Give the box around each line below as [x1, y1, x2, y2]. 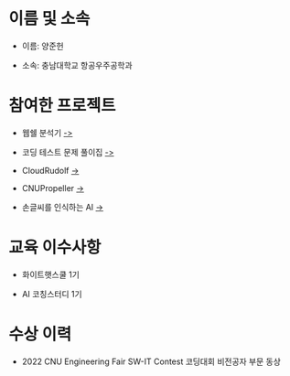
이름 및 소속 [8, 8, 91, 29]
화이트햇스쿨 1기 [21, 269, 80, 280]
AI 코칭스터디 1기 [21, 288, 83, 299]
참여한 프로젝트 [8, 95, 116, 116]
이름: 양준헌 [21, 40, 65, 51]
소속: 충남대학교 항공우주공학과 [21, 59, 134, 70]
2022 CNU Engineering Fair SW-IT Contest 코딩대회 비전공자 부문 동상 [21, 356, 281, 367]
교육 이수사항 [8, 237, 102, 258]
